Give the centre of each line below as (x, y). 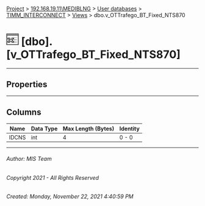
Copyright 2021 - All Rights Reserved (53, 177)
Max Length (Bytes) (89, 129)
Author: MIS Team (29, 159)
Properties (27, 84)
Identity (130, 129)
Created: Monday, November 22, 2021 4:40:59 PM (70, 197)
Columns (24, 112)
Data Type (44, 129)
